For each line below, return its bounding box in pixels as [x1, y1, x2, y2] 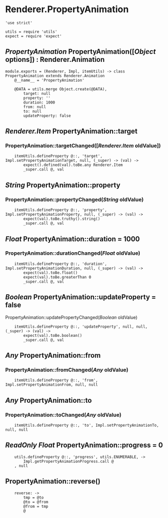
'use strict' [5, 20, 33, 25]
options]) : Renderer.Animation [5, 55, 105, 64]
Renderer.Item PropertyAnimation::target [5, 127, 138, 135]
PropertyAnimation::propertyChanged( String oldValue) [5, 196, 144, 203]
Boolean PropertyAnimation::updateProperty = [5, 293, 156, 301]
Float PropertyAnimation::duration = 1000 [5, 234, 140, 243]
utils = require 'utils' [5, 29, 58, 34]
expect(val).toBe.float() [23, 270, 78, 275]
